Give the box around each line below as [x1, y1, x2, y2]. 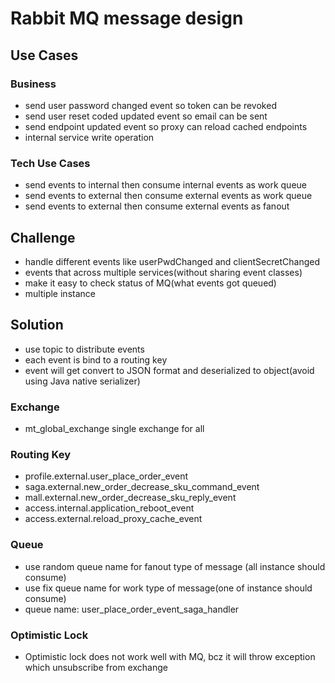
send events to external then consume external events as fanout [24, 200, 290, 212]
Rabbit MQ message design [10, 7, 244, 30]
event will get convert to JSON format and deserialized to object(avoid [24, 364, 315, 376]
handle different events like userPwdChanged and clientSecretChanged [24, 255, 320, 267]
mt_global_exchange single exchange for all [24, 423, 205, 435]
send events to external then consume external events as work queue [24, 190, 313, 202]
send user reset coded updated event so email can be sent [24, 110, 268, 122]
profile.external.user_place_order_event [24, 470, 189, 482]
